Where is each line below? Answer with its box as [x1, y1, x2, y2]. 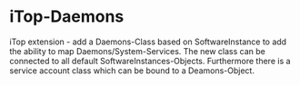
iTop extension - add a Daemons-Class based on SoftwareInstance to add [9, 36, 287, 47]
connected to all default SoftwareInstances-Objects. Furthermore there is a [9, 55, 291, 66]
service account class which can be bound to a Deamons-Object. [9, 65, 255, 76]
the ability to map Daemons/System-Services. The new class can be [9, 45, 265, 56]
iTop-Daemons [9, 6, 125, 27]
